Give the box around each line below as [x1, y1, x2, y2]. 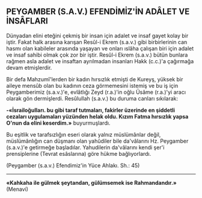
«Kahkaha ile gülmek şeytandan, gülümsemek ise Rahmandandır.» [6, 179, 177, 186]
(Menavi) [6, 185, 29, 193]
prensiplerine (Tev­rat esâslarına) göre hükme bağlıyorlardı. [6, 150, 151, 157]
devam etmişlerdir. [6, 64, 52, 71]
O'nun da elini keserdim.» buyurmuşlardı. [6, 119, 111, 126]
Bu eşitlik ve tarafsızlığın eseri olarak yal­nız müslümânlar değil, [6, 131, 161, 138]
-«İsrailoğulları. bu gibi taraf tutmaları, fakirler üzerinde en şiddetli [6, 107, 176, 114]
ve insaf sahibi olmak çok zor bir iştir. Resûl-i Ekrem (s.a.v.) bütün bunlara [6, 51, 188, 58]
